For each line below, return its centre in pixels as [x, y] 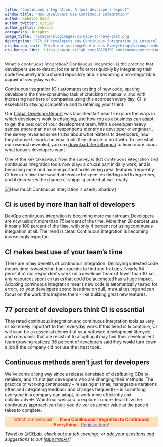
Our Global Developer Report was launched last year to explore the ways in [80, 113]
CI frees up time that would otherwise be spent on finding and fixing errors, [80, 175]
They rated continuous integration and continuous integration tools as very [80, 321]
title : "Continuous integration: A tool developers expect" [67, 9]
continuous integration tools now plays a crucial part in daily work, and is [78, 164]
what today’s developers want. [36, 150]
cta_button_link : [23, 50]
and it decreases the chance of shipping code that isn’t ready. [67, 179]
